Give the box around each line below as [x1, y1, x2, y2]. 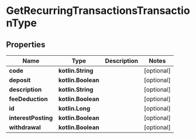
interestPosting [9, 114, 53, 122]
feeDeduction [9, 95, 48, 103]
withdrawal [9, 123, 41, 131]
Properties [6, 40, 46, 49]
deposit [9, 76, 31, 84]
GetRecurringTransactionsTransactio [6, 4, 190, 17]
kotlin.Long [58, 105, 91, 112]
